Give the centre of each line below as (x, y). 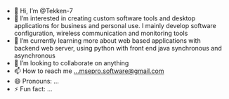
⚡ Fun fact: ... (33, 89)
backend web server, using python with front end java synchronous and (118, 48)
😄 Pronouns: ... (37, 81)
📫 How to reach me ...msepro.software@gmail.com (89, 71)
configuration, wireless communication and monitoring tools (101, 33)
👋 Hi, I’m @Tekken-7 (44, 11)
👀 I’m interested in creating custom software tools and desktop (105, 18)
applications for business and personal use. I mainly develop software (115, 26)
